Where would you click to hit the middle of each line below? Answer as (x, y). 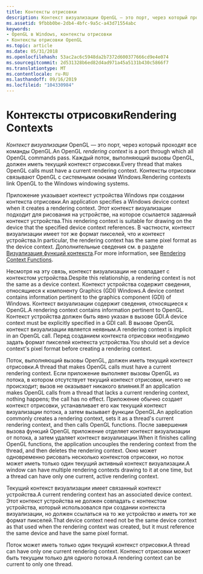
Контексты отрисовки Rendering (92, 115)
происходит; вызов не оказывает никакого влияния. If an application (94, 386)
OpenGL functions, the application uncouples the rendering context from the (101, 444)
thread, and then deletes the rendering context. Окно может (82, 450)
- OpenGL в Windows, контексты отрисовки (59, 35)
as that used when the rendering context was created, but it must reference (100, 526)
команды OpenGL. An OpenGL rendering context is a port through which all (100, 151)
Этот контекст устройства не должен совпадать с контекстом (87, 501)
